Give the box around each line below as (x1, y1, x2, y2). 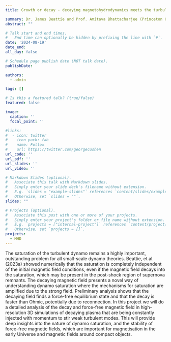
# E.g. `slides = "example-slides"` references (5, 189, 113, 195)
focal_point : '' (10, 119, 44, 124)
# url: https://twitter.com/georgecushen (5, 147, 101, 152)
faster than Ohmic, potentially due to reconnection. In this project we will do (5, 298, 164, 305)
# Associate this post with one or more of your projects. (5, 212, 138, 217)
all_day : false (5, 49, 38, 54)
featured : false (5, 100, 40, 106)
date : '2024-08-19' (5, 40, 47, 45)
